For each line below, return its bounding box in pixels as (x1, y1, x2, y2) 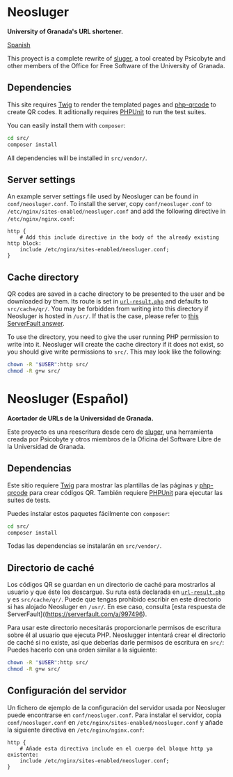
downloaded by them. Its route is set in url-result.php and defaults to (7, 297, 209, 306)
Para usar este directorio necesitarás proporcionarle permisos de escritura (7, 624, 221, 632)
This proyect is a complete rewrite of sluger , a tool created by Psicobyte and (7, 54, 226, 63)
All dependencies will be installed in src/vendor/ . (7, 154, 147, 162)
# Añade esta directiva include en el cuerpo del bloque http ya (19, 745, 214, 752)
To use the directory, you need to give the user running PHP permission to (7, 333, 220, 341)
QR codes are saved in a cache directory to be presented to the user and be (7, 290, 225, 298)
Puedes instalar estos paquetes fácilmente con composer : (7, 509, 170, 517)
